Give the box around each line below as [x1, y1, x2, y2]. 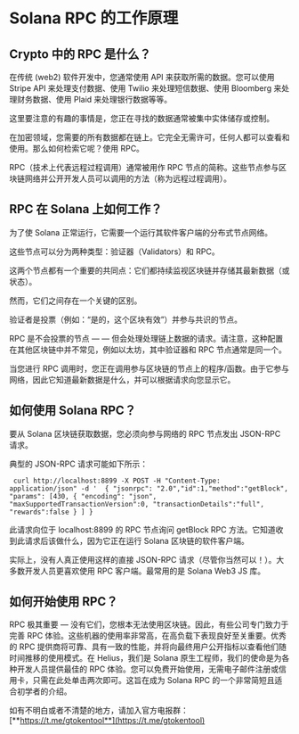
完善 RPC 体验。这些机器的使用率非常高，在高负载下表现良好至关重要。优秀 [9, 631, 287, 641]
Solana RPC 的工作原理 [9, 8, 179, 29]
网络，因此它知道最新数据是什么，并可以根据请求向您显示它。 [9, 374, 236, 384]
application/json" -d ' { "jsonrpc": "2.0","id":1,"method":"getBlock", [9, 483, 289, 493]
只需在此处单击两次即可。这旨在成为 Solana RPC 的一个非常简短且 [32, 675, 275, 686]
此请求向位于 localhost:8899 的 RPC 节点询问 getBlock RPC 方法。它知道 [9, 524, 276, 535]
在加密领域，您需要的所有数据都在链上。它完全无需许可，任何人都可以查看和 [9, 132, 290, 143]
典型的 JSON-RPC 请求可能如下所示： [9, 458, 149, 469]
